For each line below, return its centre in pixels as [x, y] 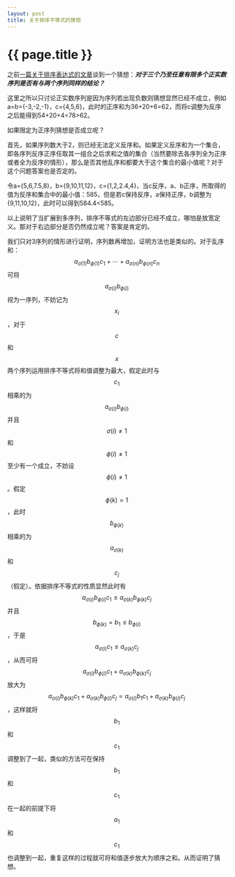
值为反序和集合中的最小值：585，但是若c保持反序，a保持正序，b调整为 [110, 195]
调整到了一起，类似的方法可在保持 [56, 759]
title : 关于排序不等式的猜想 [44, 20]
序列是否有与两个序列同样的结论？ [56, 83]
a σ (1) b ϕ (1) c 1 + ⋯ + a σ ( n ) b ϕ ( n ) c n [117, 263]
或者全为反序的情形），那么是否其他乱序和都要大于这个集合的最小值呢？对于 [115, 162]
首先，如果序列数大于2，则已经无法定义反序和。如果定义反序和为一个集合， [116, 145]
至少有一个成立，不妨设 [41, 466]
